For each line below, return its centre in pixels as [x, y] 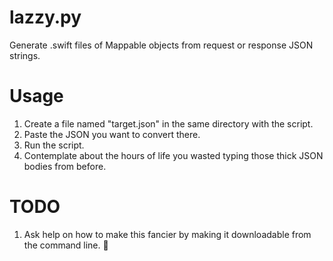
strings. [25, 55]
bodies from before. [65, 166]
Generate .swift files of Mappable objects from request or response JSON [161, 45]
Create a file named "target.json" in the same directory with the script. [168, 123]
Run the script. [54, 145]
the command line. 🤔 [66, 245]
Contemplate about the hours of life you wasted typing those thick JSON [173, 155]
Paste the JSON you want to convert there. [112, 134]
